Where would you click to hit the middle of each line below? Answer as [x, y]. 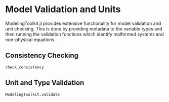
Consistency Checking [42, 56]
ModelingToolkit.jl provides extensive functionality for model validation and [83, 23]
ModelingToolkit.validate [32, 94]
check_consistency [25, 67]
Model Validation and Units [63, 9]
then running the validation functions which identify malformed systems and [85, 34]
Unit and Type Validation [45, 83]
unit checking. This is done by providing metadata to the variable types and [84, 28]
